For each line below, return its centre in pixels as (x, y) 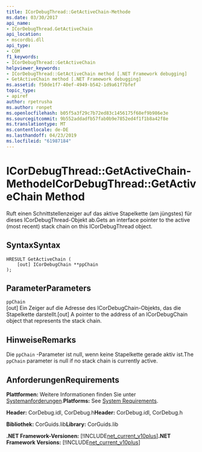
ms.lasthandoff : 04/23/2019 (42, 136)
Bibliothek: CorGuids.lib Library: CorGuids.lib (62, 424)
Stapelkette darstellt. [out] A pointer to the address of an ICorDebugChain (97, 314)
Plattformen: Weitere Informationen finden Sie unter (71, 394)
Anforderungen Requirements (63, 380)
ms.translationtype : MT (36, 124)
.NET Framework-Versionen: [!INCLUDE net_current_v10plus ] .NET (89, 436)
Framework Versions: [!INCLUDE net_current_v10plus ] (73, 442)
